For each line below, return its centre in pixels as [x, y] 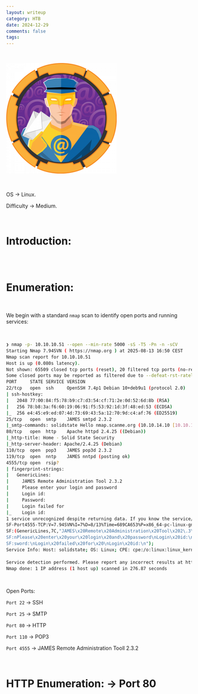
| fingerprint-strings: [35, 469]
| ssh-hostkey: [25, 394]
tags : [13, 37]
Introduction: [39, 241]
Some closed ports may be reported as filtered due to [75, 376]
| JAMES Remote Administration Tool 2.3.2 [64, 481]
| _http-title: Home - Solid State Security [60, 438]
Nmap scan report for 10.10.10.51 [49, 357]
